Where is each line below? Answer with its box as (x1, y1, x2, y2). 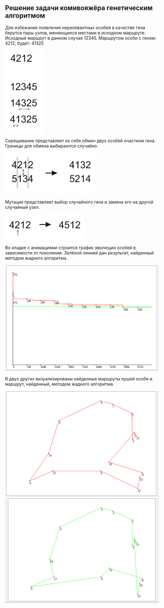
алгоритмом (5, 12, 45, 20)
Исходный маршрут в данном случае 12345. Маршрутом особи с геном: (5, 35, 157, 41)
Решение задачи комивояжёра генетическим (5, 4, 153, 12)
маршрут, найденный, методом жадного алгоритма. (5, 381, 114, 387)
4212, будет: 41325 (5, 40, 44, 46)
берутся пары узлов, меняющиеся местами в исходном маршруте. (5, 29, 146, 36)
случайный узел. (5, 204, 40, 210)
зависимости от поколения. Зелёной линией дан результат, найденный (5, 250, 154, 255)
